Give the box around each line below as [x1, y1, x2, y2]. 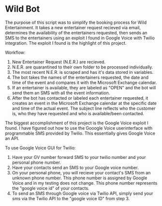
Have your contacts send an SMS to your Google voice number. [12, 164, 139, 171]
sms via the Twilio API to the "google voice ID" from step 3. [12, 195, 130, 201]
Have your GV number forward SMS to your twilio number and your [12, 154, 146, 160]
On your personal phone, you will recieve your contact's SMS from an [12, 170, 151, 175]
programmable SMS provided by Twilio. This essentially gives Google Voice [5, 130, 156, 136]
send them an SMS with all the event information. [12, 90, 110, 96]
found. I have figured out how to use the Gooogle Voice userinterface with [5, 125, 153, 131]
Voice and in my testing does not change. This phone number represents [12, 180, 158, 186]
